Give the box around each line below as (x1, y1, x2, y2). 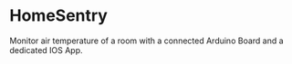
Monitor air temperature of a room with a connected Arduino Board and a (9, 35, 285, 46)
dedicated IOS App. (9, 44, 84, 55)
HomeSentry (9, 5, 108, 26)
